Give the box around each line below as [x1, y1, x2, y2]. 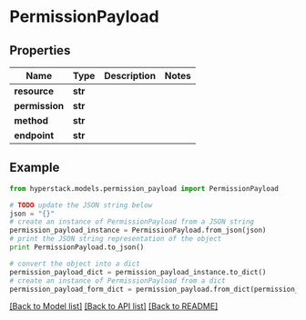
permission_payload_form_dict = [9, 285, 132, 294]
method [14, 115, 48, 126]
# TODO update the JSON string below [9, 200, 153, 210]
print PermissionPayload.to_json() [9, 243, 145, 252]
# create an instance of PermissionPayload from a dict [9, 275, 226, 285]
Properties [9, 43, 71, 58]
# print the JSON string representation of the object [9, 235, 222, 244]
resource [14, 85, 55, 97]
